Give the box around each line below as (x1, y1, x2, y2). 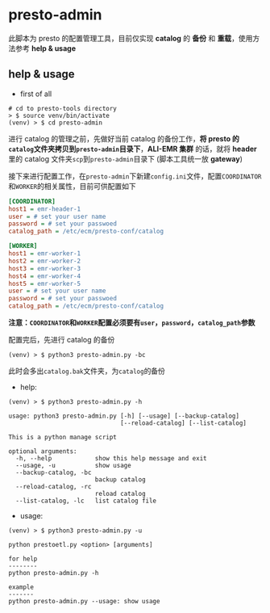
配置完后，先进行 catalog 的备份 (8, 335, 115, 344)
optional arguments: (8, 447, 78, 456)
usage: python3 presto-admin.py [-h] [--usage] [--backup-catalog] (8, 412, 240, 420)
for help (8, 555, 38, 563)
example (8, 583, 35, 591)
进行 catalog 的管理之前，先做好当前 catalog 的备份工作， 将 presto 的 (8, 133, 240, 143)
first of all (19, 89, 52, 99)
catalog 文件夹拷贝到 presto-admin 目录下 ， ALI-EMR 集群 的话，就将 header (8, 144, 257, 153)
